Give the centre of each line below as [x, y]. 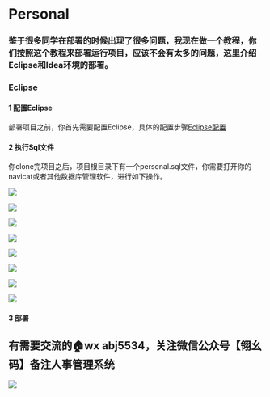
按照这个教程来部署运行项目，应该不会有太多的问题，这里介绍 [137, 53]
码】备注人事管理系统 [61, 365]
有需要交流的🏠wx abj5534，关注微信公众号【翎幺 [135, 346]
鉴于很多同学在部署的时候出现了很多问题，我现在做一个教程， [129, 41]
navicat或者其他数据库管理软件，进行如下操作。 [88, 177]
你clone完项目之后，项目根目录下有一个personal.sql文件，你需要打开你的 [130, 167]
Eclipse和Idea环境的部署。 [61, 65]
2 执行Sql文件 [31, 147]
